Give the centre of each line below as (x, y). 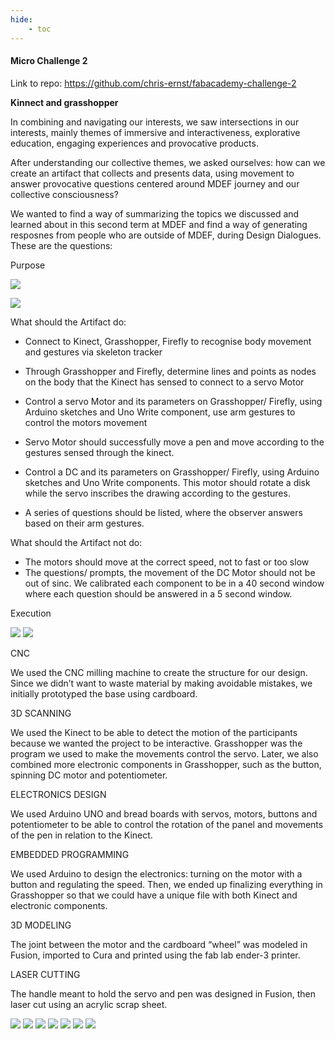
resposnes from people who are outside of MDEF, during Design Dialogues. (166, 235)
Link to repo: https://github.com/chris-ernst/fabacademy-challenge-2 (153, 83)
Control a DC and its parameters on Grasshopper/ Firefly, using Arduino (172, 472)
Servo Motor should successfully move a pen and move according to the (174, 442)
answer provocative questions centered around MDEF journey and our (155, 183)
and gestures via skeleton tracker (93, 352)
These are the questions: (61, 245)
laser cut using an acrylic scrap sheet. (89, 1004)
